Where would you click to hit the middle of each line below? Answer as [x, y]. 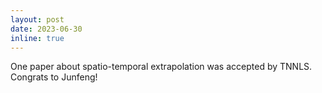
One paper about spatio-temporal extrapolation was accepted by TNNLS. [161, 67]
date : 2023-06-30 [46, 29]
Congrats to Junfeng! [54, 77]
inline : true [37, 38]
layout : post [37, 19]
